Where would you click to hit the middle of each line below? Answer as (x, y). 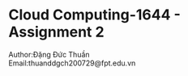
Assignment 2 (56, 32)
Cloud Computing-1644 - (94, 15)
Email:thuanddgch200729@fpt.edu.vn (72, 63)
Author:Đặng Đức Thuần (49, 54)
